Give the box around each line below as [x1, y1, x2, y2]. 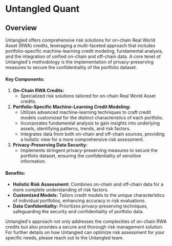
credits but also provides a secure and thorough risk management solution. [5, 224, 164, 230]
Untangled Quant [5, 3, 80, 15]
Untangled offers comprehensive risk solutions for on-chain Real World [5, 37, 155, 43]
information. [20, 158, 46, 165]
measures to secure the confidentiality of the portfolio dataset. [5, 65, 137, 70]
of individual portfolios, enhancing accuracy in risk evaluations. [12, 198, 146, 204]
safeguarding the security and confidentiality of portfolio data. [12, 209, 144, 215]
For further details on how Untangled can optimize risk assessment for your [5, 229, 165, 236]
